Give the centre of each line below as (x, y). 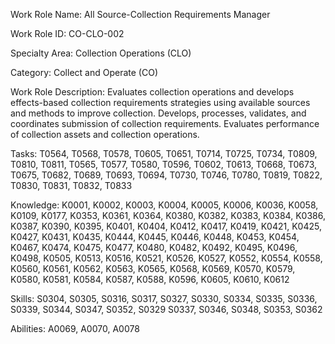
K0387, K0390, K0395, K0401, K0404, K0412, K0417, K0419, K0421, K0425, (166, 226)
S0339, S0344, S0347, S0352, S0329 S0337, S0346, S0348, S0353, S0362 (166, 309)
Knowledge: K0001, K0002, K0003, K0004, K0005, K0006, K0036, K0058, (164, 205)
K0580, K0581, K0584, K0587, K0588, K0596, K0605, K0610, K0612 (150, 279)
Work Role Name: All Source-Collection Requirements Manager (140, 14)
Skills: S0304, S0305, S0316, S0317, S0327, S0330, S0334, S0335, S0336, (164, 298)
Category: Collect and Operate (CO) (84, 72)
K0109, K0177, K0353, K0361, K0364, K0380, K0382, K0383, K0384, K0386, (168, 215)
